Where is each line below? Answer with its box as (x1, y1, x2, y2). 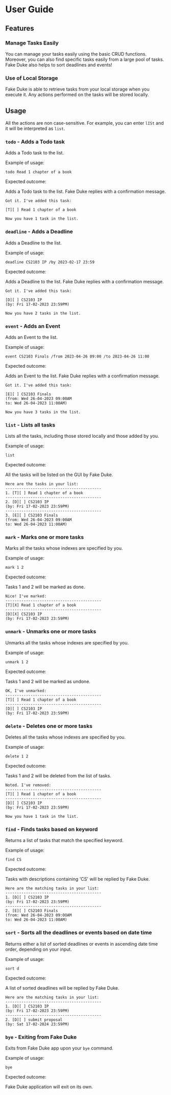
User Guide (5, 4, 54, 15)
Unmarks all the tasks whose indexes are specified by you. (5, 639, 129, 645)
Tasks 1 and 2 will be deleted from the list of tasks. (5, 773, 111, 779)
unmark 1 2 (5, 659, 29, 664)
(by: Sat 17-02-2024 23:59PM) (5, 1021, 70, 1026)
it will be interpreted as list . (5, 125, 65, 131)
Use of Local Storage (5, 74, 58, 81)
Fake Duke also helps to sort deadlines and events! (5, 61, 112, 68)
